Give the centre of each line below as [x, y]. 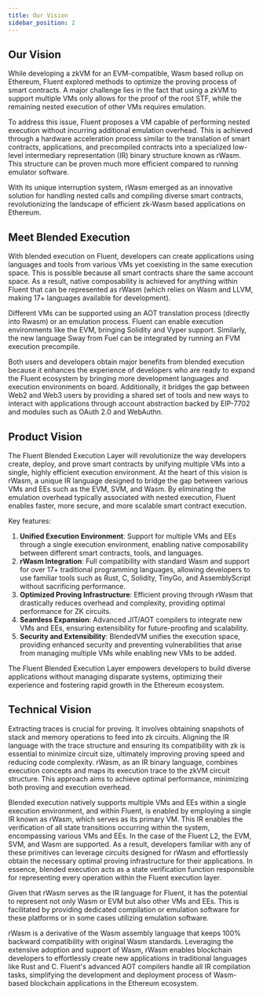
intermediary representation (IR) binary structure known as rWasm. [133, 156]
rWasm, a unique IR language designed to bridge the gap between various [128, 480]
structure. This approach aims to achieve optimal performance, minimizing [128, 778]
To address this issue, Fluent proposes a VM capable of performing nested [129, 122]
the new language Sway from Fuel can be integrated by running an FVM [124, 338]
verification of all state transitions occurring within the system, [109, 827]
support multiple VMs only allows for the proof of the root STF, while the [125, 98]
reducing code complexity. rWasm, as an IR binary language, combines [123, 762]
